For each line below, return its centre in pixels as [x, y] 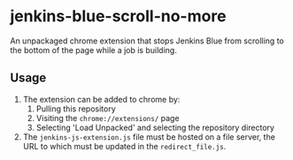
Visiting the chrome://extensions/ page [108, 118]
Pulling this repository [76, 109]
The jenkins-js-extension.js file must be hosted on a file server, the [149, 137]
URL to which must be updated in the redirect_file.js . [124, 146]
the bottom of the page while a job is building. [94, 50]
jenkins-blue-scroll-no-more [118, 16]
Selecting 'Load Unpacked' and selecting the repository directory [155, 127]
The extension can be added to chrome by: [101, 99]
